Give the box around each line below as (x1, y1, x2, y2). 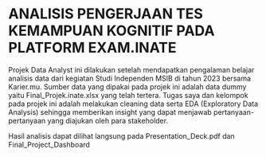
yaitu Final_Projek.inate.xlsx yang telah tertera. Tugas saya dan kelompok (8, 90, 248, 100)
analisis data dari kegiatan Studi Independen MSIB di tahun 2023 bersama (8, 73, 252, 83)
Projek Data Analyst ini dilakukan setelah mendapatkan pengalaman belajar (8, 65, 255, 74)
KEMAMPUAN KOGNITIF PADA (8, 22, 215, 40)
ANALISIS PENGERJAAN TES (8, 5, 203, 23)
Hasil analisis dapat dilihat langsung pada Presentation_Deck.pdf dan (8, 131, 235, 140)
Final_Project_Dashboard (8, 139, 90, 149)
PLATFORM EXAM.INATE (8, 39, 177, 57)
